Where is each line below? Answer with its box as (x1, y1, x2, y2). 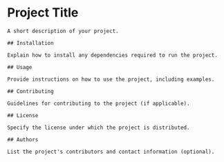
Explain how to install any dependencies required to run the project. (7, 52, 218, 59)
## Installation (7, 39, 54, 46)
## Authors (7, 136, 39, 143)
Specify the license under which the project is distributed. (7, 124, 190, 131)
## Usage (7, 63, 32, 70)
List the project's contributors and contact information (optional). (7, 148, 215, 155)
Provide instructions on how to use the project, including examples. (7, 76, 215, 83)
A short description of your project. (7, 28, 119, 34)
